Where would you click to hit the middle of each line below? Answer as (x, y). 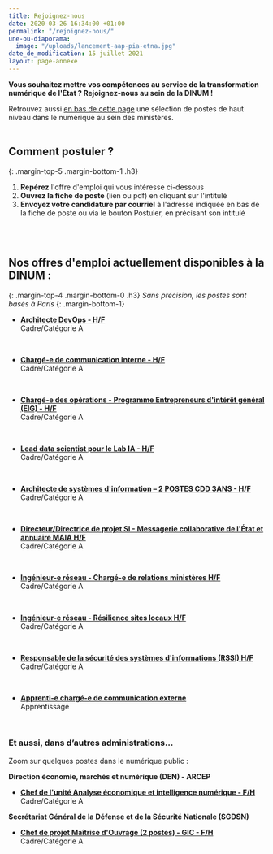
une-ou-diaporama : (39, 39)
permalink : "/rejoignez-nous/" (61, 31)
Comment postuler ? (61, 152)
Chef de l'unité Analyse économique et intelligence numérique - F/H (138, 792)
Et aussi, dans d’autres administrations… (91, 743)
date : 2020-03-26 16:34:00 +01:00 (67, 24)
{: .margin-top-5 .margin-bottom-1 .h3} (74, 171)
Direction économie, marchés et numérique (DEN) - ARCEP (110, 776)
